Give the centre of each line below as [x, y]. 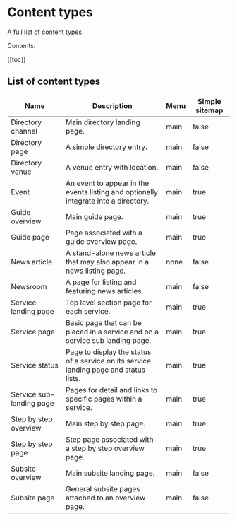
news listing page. [96, 271]
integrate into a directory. [108, 201]
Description [112, 105]
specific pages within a [104, 399]
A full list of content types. [45, 32]
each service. [88, 311]
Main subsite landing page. [110, 473]
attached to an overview [106, 498]
